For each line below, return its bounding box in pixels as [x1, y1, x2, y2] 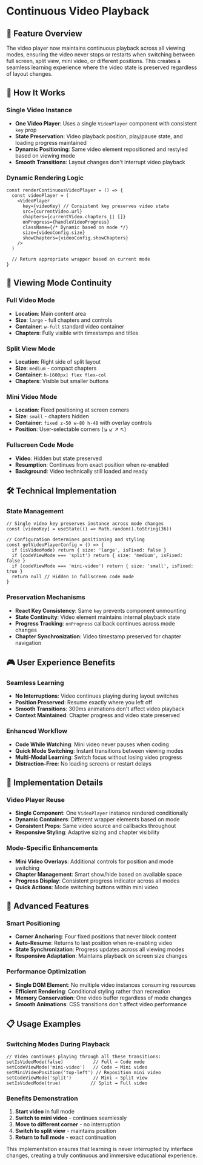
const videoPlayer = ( [12, 192, 69, 198]
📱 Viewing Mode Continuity [6, 278, 112, 289]
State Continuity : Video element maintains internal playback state [15, 613, 181, 621]
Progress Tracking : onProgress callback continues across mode [15, 619, 175, 627]
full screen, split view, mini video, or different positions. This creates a [6, 58, 181, 64]
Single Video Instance [6, 106, 73, 115]
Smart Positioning [6, 919, 61, 927]
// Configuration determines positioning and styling [6, 536, 145, 543]
